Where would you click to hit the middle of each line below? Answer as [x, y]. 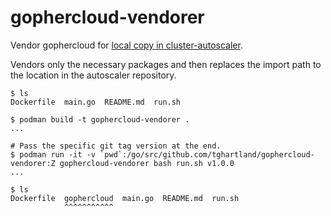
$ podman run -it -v [53, 154]
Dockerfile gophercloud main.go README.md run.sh [125, 198]
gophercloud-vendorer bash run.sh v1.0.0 [147, 163]
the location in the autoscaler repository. [93, 75]
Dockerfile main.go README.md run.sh [96, 102]
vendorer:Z [33, 163]
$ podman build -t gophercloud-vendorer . [100, 119]
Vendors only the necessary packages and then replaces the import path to [166, 64]
